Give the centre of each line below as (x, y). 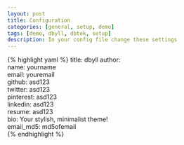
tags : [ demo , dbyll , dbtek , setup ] (59, 33)
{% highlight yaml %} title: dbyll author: (64, 60)
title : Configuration (39, 20)
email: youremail (31, 75)
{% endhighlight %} (36, 134)
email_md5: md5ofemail (42, 127)
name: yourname (32, 67)
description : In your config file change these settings (92, 40)
